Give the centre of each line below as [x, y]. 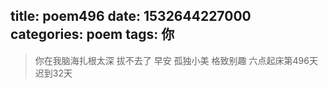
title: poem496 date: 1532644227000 [131, 16]
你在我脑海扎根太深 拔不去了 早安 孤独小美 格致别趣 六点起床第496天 [176, 60]
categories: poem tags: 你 [92, 34]
